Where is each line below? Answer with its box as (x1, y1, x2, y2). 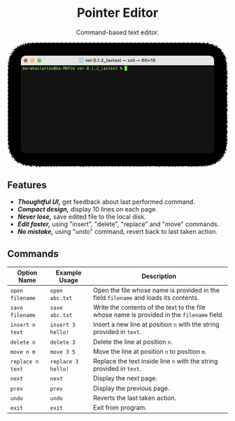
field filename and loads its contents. (93, 293, 199, 302)
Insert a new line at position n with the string (93, 320, 220, 329)
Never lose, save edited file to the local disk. (17, 212, 146, 221)
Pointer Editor (76, 5, 159, 21)
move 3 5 (50, 348, 76, 355)
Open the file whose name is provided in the (93, 286, 220, 294)
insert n (10, 322, 36, 329)
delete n (10, 338, 36, 346)
